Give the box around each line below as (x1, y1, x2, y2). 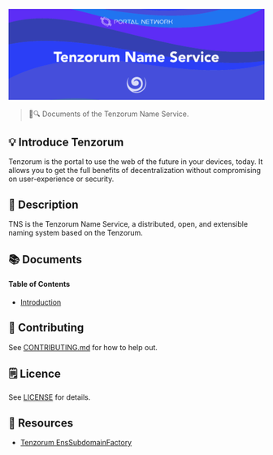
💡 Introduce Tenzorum (8, 136, 124, 149)
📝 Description (8, 197, 79, 211)
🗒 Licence (8, 367, 61, 381)
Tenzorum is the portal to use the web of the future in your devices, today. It (8, 157, 263, 167)
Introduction (19, 297, 62, 307)
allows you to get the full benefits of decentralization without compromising (8, 166, 262, 175)
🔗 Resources (8, 416, 74, 430)
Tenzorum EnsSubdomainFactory (19, 438, 132, 448)
